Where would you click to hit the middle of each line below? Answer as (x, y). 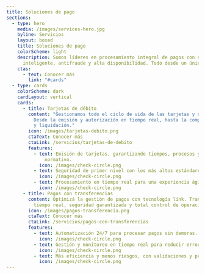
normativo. (58, 159)
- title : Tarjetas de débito (59, 108)
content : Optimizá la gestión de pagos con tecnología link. (108, 199)
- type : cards (30, 86)
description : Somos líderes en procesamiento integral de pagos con (106, 57)
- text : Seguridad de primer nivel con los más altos (103, 171)
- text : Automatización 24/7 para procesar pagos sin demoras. (116, 233)
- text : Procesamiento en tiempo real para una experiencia (111, 182)
